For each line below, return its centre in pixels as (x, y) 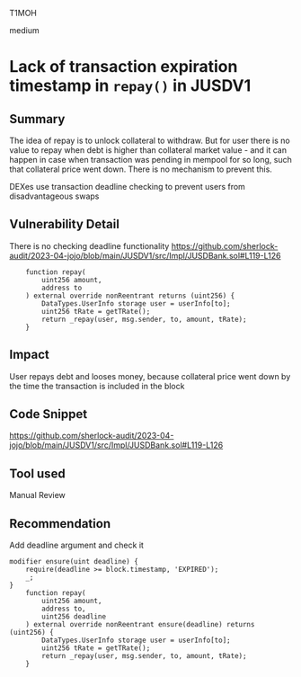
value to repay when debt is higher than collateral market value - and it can (148, 150)
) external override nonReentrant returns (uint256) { (130, 296)
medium (24, 30)
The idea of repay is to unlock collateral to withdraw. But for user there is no (150, 140)
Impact (29, 355)
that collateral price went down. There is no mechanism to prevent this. (141, 169)
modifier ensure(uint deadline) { (74, 562)
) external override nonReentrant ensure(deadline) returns (140, 625)
